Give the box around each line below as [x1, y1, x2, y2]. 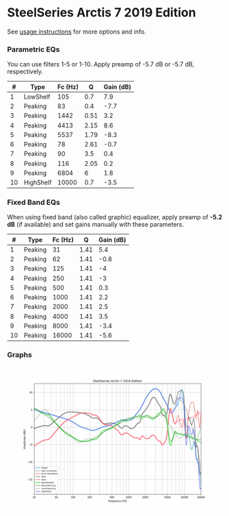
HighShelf [23, 178, 52, 186]
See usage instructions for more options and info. [7, 27, 147, 36]
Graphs [7, 350, 32, 360]
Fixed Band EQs [7, 197, 60, 207]
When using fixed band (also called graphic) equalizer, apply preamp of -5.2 [7, 213, 223, 221]
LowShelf [23, 93, 51, 101]
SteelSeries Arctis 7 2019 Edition [7, 5, 196, 21]
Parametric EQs [7, 45, 60, 54]
